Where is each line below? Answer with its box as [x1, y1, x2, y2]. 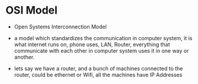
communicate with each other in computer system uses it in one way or [14, 47, 189, 54]
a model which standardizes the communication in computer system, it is [14, 34, 193, 41]
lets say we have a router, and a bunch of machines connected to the [14, 64, 183, 72]
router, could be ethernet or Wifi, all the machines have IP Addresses [14, 71, 183, 78]
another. [14, 53, 35, 60]
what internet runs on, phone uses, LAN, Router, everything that [14, 41, 170, 48]
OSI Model [5, 4, 58, 17]
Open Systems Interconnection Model [14, 23, 107, 30]
